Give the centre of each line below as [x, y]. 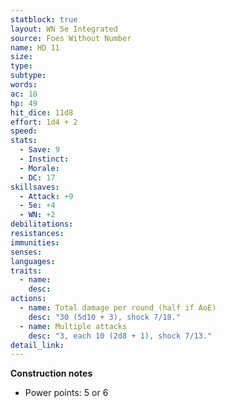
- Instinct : [44, 159]
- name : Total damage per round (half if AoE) [118, 308]
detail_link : [37, 345]
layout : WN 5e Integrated [64, 29]
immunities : [35, 242]
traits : [26, 271]
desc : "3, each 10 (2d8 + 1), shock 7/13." [120, 336]
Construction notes [51, 373]
